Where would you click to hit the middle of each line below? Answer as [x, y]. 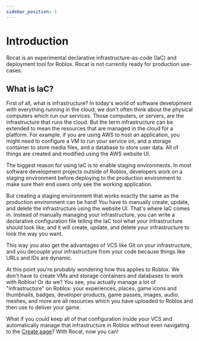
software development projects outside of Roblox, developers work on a [94, 172]
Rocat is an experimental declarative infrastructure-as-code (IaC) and [91, 58]
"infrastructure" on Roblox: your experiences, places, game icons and [91, 289]
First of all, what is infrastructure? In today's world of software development [99, 103]
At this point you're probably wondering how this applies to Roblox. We [93, 270]
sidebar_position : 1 [32, 12]
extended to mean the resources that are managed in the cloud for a [90, 129]
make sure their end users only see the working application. [79, 184]
